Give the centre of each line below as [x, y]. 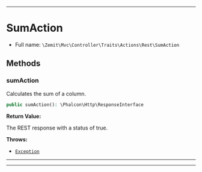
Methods [23, 64]
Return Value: [24, 116]
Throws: [17, 139]
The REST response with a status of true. [57, 128]
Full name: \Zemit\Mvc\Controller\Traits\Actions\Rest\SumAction [97, 44]
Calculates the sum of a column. [46, 93]
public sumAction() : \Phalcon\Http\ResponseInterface [75, 105]
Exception [27, 151]
